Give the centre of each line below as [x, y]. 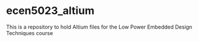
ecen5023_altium [50, 11]
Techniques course [30, 33]
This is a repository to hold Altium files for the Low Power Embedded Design [99, 27]
